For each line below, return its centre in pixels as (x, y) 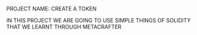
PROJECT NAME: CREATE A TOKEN (52, 9)
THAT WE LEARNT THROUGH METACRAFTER (64, 27)
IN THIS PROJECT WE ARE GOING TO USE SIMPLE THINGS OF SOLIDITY (99, 20)
